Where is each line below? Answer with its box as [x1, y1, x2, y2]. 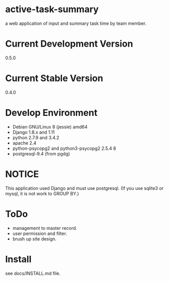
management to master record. [12, 225, 77, 231]
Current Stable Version [5, 72, 103, 84]
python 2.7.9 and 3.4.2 [12, 134, 60, 140]
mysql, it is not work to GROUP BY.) [5, 190, 79, 196]
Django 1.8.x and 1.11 [12, 129, 55, 135]
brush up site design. [12, 235, 57, 242]
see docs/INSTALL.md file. [5, 270, 61, 276]
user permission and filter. [12, 230, 67, 236]
